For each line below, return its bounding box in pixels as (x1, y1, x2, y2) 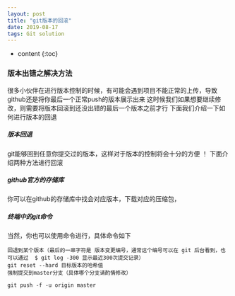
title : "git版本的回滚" (7, 17, 72, 24)
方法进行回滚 (25, 158, 64, 166)
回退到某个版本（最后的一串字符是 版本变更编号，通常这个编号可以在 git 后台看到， (7, 247, 221, 254)
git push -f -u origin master (7, 282, 97, 289)
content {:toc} (17, 50, 59, 58)
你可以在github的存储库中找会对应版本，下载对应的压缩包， (7, 195, 181, 203)
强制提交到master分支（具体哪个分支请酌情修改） (7, 270, 132, 277)
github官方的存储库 (7, 176, 65, 184)
